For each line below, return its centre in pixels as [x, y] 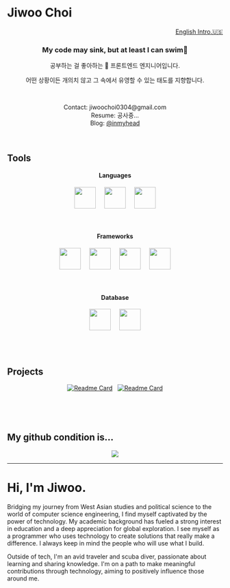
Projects [25, 372]
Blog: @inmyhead [115, 123]
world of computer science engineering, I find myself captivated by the [107, 514]
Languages [115, 176]
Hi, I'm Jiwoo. [47, 488]
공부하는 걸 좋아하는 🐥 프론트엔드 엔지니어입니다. [115, 66]
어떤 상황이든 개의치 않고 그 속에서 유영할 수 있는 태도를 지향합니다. [115, 80]
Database [115, 297]
